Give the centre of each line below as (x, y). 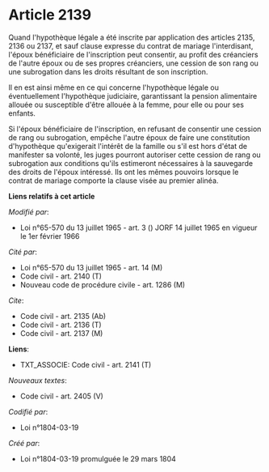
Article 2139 (50, 15)
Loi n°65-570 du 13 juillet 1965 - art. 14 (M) (91, 267)
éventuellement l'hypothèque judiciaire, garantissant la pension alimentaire (133, 96)
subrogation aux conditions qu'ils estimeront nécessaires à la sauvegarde (130, 163)
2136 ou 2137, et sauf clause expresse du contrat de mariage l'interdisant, (131, 45)
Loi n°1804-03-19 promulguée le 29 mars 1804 (98, 458)
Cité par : (23, 252)
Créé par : (24, 443)
